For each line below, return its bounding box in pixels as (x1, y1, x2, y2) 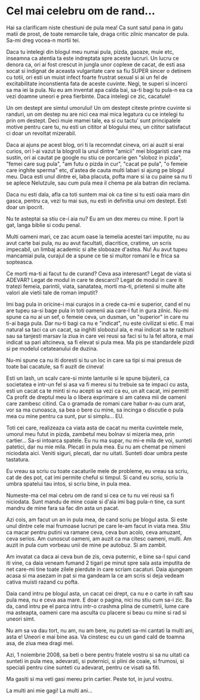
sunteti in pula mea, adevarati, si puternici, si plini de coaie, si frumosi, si (6, 657, 184, 664)
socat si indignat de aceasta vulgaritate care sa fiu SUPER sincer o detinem (6, 67, 192, 74)
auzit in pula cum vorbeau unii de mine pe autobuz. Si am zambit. (6, 541, 167, 548)
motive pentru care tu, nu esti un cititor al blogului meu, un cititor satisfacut (6, 123, 191, 130)
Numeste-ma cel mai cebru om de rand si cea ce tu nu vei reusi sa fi (6, 492, 174, 499)
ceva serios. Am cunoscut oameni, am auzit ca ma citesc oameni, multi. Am (6, 535, 192, 542)
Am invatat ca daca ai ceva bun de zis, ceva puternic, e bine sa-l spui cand (6, 552, 191, 560)
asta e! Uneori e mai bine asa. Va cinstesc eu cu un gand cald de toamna (6, 633, 185, 640)
